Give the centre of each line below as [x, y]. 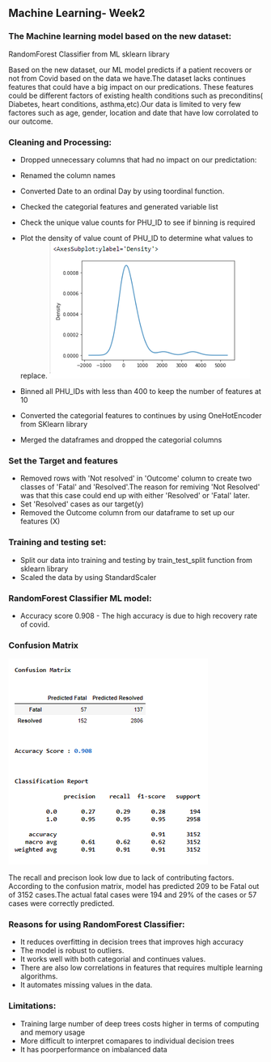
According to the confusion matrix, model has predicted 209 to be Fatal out [134, 886]
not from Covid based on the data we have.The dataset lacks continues [127, 78]
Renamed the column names [68, 175]
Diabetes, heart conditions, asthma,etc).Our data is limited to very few [125, 104]
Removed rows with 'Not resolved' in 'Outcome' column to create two [136, 478]
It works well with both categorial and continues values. [113, 959]
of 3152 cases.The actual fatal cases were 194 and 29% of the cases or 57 [133, 895]
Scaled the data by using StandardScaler [88, 577]
